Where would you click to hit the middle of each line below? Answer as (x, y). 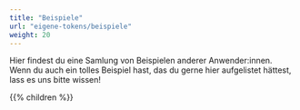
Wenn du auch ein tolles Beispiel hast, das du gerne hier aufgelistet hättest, (150, 70)
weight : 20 (30, 35)
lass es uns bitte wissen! (55, 80)
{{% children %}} (42, 97)
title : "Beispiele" (46, 18)
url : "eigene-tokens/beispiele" (70, 26)
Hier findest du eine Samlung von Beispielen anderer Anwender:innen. (141, 61)
